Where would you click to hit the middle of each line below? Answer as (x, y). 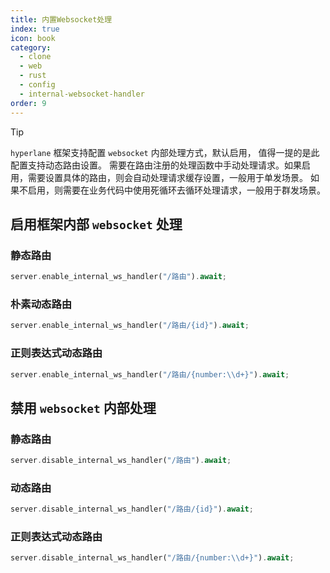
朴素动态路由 (41, 304)
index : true (35, 29)
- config (37, 85)
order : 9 (28, 103)
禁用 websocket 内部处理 (83, 407)
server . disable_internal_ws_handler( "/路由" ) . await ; (121, 461)
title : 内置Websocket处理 (61, 19)
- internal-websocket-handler (82, 94)
